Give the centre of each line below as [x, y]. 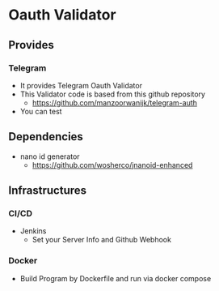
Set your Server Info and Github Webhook [102, 240]
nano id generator [50, 156]
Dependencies [46, 137]
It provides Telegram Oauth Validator [81, 85]
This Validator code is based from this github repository [113, 94]
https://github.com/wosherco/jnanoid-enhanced [112, 165]
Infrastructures [48, 191]
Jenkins [33, 231]
